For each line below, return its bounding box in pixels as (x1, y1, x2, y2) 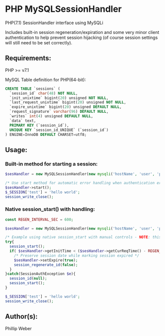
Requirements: (5, 54, 52, 63)
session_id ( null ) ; (9, 276, 48, 281)
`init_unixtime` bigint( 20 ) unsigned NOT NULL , (9, 95, 109, 101)
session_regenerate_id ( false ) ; (14, 262, 78, 267)
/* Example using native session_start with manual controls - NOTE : (5, 235, 151, 240)
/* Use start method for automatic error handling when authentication (5, 180, 155, 185)
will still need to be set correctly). (5, 39, 73, 45)
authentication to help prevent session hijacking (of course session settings (5, 34, 158, 40)
